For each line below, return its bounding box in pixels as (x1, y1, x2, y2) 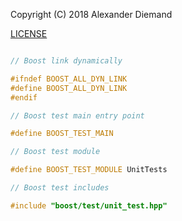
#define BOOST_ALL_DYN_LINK (10, 83, 128, 93)
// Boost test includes (10, 183, 110, 193)
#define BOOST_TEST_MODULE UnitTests (10, 165, 168, 175)
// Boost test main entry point (10, 110, 145, 121)
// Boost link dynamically (10, 56, 123, 66)
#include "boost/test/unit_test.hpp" (10, 200, 168, 211)
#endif (10, 92, 38, 103)
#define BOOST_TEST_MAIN (10, 129, 114, 139)
